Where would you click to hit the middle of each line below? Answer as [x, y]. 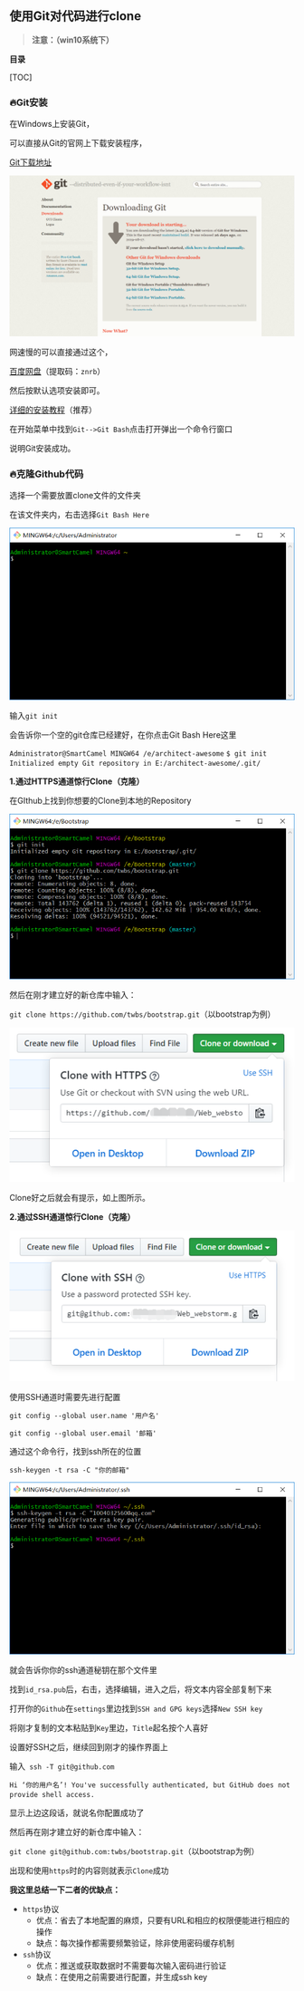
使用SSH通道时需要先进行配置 [65, 1397]
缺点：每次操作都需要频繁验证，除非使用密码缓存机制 [135, 1943]
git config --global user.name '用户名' [85, 1416]
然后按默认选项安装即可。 [57, 391]
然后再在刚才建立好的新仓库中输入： [77, 1832]
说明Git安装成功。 [43, 449]
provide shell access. [52, 1794]
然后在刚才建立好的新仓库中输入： [73, 995]
